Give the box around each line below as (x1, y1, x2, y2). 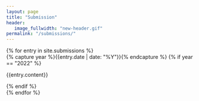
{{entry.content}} (6, 71, 48, 78)
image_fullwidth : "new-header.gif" (14, 25, 103, 31)
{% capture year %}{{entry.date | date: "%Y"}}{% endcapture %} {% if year (6, 53, 193, 61)
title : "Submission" (6, 14, 58, 20)
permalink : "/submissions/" (6, 31, 76, 37)
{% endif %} (6, 83, 37, 90)
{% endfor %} (6, 89, 41, 96)
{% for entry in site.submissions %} (6, 47, 94, 54)
